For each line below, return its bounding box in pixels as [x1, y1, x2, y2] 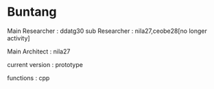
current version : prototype [7, 60, 84, 68]
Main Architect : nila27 [7, 47, 71, 55]
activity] [7, 34, 30, 42]
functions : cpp [7, 73, 50, 82]
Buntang [7, 4, 57, 20]
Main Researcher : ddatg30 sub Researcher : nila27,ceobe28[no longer [7, 27, 208, 35]
